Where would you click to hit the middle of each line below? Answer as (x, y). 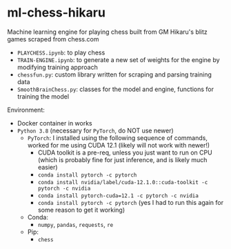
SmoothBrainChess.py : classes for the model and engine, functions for (115, 89)
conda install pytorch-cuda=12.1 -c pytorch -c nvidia (118, 196)
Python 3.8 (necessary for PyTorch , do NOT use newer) (95, 130)
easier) (48, 167)
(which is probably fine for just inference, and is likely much (122, 159)
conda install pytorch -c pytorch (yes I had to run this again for (131, 202)
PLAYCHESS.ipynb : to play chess (61, 52)
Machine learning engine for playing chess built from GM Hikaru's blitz (108, 32)
